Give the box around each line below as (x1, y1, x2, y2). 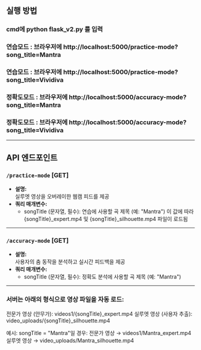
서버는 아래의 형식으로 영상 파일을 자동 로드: (6, 295, 124, 304)
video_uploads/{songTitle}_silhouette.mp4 (6, 317, 111, 324)
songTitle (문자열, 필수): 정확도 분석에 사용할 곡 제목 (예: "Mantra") (23, 273, 181, 280)
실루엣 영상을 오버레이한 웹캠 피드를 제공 (14, 193, 109, 200)
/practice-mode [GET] (6, 170, 69, 179)
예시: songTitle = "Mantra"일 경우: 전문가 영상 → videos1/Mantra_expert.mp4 (6, 329, 191, 336)
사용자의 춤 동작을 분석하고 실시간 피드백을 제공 (14, 258, 126, 265)
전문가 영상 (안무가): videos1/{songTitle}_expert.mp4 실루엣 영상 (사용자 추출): (6, 310, 193, 317)
